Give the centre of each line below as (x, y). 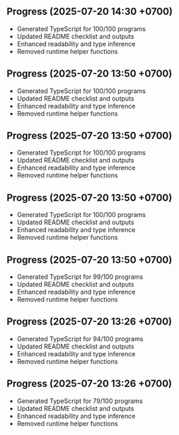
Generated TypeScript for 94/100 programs (80, 338)
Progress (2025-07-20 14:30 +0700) (90, 12)
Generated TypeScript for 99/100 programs (80, 277)
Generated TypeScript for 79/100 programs (80, 401)
